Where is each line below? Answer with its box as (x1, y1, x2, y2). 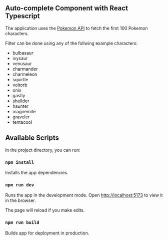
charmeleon (12, 71, 37, 77)
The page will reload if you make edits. (5, 207, 85, 213)
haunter (12, 103, 29, 109)
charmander (12, 66, 38, 72)
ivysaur (12, 55, 28, 61)
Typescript (5, 12, 40, 21)
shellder (12, 98, 29, 104)
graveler (12, 114, 30, 120)
